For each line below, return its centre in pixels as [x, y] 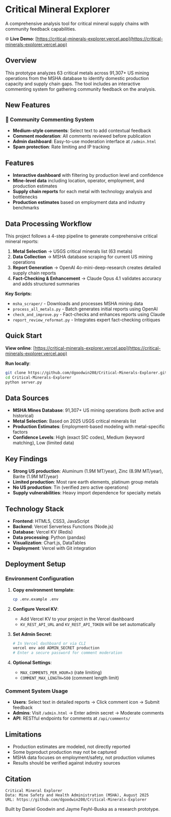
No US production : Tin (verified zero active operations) [70, 487]
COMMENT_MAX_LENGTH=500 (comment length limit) [70, 678]
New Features [28, 105]
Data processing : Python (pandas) [49, 537]
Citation [18, 779]
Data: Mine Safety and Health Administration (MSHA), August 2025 [77, 795]
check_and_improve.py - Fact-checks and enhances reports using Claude [89, 314]
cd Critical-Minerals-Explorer [38, 377]
